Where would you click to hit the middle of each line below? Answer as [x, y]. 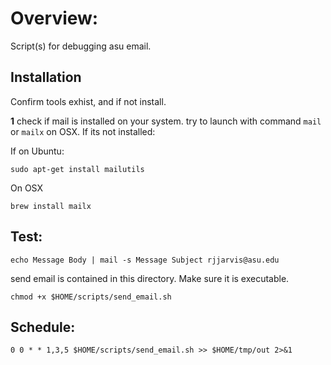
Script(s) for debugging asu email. [81, 46]
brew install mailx [51, 206]
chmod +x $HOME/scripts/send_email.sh [91, 297]
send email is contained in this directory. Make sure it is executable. [150, 278]
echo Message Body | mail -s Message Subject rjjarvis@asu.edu [145, 260]
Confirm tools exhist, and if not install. [88, 101]
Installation [46, 77]
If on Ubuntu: [37, 151]
